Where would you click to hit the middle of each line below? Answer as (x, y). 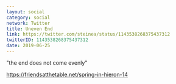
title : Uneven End (30, 29)
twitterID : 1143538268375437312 (47, 40)
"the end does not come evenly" (47, 63)
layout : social (26, 12)
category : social (28, 18)
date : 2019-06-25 (28, 46)
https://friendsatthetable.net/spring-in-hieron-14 (67, 74)
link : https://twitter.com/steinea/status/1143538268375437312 (88, 34)
